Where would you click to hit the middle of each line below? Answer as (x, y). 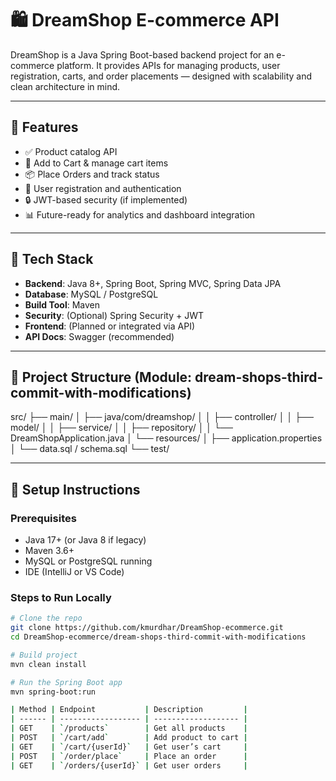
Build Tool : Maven (62, 304)
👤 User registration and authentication (103, 188)
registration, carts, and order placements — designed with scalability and (161, 76)
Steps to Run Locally (61, 597)
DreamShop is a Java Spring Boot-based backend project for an (142, 54)
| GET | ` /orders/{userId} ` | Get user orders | (129, 765)
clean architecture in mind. (65, 86)
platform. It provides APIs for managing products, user (168, 65)
